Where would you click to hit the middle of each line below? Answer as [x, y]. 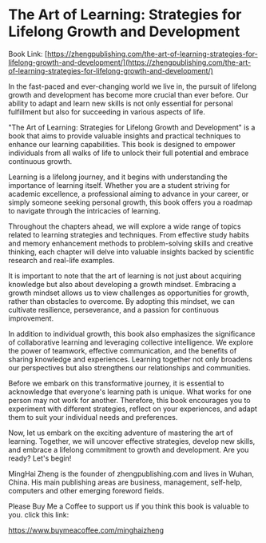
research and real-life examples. [62, 260]
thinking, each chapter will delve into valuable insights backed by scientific [131, 252]
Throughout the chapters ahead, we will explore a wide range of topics [125, 226]
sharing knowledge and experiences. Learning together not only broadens [131, 359]
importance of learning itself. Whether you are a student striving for [119, 185]
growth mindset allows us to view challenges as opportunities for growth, [129, 293]
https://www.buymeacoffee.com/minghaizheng [86, 530]
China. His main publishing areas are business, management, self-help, [125, 482]
